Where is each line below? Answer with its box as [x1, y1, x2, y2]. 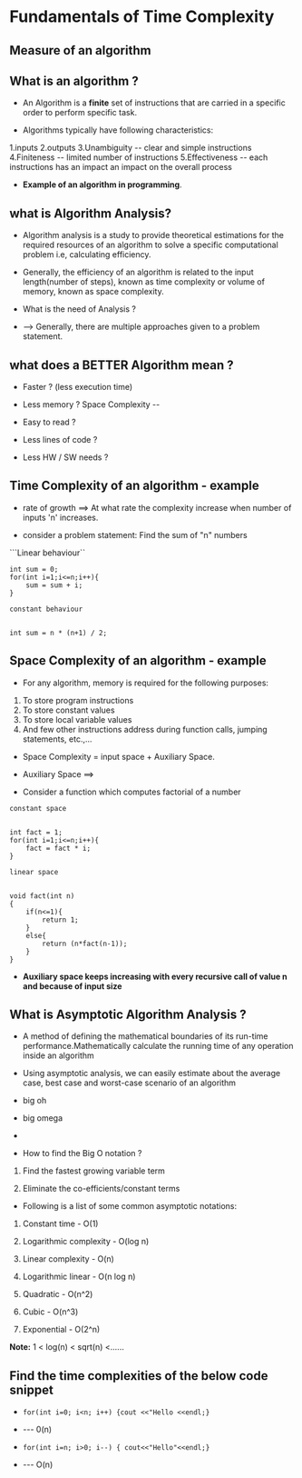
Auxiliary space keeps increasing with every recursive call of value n [22, 971, 287, 982]
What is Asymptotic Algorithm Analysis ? [9, 1007, 247, 1023]
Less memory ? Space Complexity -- [22, 399, 161, 410]
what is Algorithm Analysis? [9, 205, 172, 221]
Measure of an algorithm [9, 43, 151, 58]
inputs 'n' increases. [22, 512, 99, 523]
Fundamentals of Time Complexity [9, 6, 275, 27]
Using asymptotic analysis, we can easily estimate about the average [22, 1068, 281, 1079]
